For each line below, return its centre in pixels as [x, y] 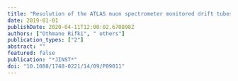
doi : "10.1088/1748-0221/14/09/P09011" [66, 66]
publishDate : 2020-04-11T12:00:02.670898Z [71, 27]
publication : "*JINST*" [42, 60]
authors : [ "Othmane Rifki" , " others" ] [66, 33]
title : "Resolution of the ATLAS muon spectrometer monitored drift [110, 14]
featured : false [31, 54]
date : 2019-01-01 [33, 20]
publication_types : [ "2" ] [45, 40]
